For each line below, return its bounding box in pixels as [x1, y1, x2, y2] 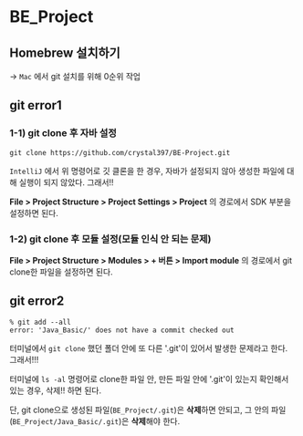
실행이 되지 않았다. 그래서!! [18, 176, 114, 188]
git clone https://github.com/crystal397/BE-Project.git [9, 148, 231, 157]
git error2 [9, 294, 65, 309]
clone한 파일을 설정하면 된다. [9, 266, 113, 277]
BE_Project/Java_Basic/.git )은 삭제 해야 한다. [12, 415, 181, 426]
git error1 [9, 98, 62, 113]
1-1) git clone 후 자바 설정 [9, 127, 117, 140]
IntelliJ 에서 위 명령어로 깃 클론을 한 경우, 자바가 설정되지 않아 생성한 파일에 [9, 165, 286, 176]
